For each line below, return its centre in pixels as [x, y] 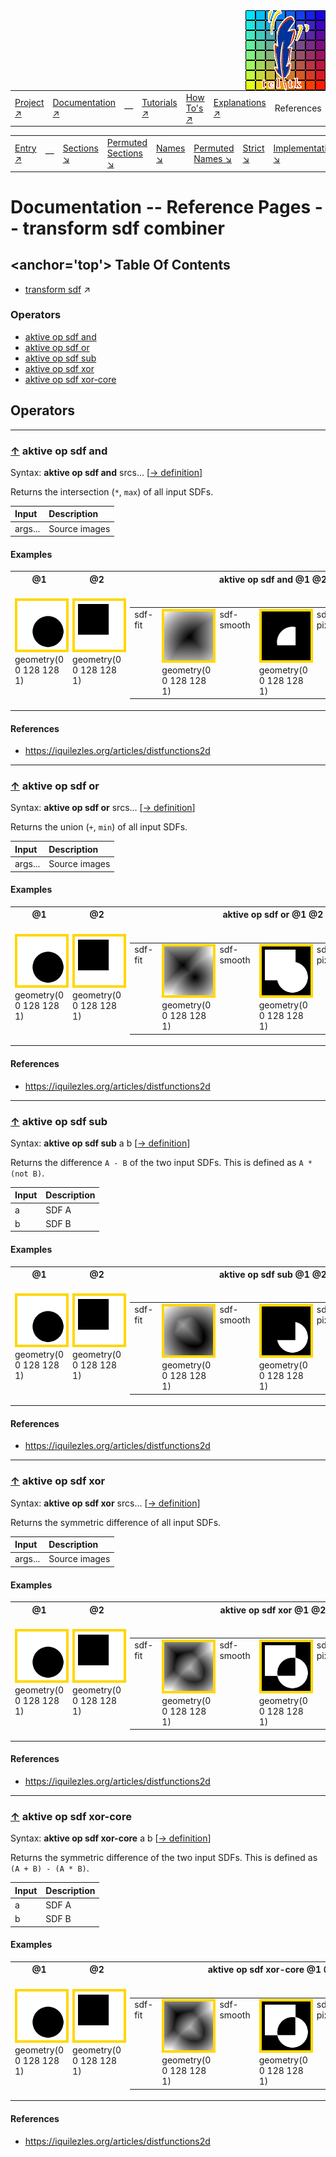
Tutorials [159, 103]
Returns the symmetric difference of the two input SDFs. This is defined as [164, 1858]
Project [29, 103]
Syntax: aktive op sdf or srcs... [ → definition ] [103, 808]
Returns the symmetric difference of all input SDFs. [116, 1522]
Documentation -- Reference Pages [161, 206]
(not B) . [27, 1173]
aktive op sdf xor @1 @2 [273, 1610]
